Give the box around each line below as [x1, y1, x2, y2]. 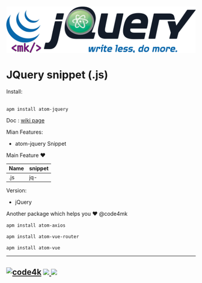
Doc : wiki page [6, 116, 45, 124]
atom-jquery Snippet [14, 140, 67, 147]
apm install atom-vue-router [6, 234, 79, 240]
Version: [6, 187, 27, 194]
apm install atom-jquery [6, 106, 69, 112]
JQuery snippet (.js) [6, 68, 108, 82]
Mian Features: [6, 128, 43, 136]
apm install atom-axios [6, 222, 66, 228]
